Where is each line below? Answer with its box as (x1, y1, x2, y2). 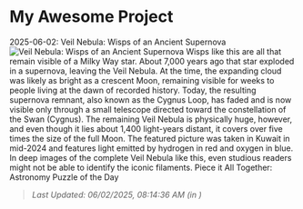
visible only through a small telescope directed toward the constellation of (9, 104, 287, 114)
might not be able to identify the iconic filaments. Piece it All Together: (9, 162, 273, 173)
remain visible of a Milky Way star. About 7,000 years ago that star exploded (9, 55, 295, 66)
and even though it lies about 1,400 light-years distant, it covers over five (9, 123, 284, 134)
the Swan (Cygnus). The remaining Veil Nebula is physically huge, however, (9, 114, 293, 124)
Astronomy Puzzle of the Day (9, 171, 119, 183)
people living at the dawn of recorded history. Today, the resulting (9, 85, 257, 95)
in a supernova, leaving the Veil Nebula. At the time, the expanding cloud (9, 65, 282, 76)
